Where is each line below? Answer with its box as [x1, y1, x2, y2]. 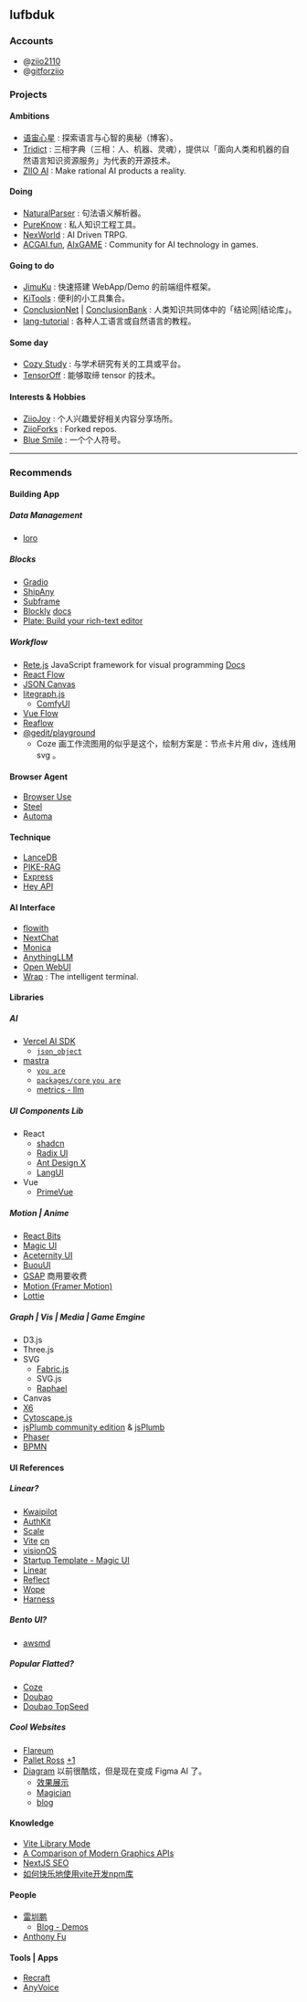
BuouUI [22, 1260, 52, 1271]
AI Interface [9, 902, 56, 913]
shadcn [36, 1138, 65, 1149]
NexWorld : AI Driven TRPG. [22, 229, 128, 240]
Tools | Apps [9, 1952, 58, 1963]
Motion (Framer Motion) [22, 1281, 112, 1292]
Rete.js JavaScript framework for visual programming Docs [22, 660, 246, 671]
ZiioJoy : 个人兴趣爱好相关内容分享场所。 [22, 413, 178, 424]
